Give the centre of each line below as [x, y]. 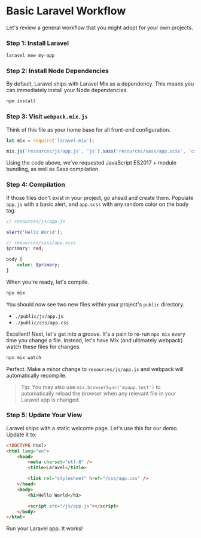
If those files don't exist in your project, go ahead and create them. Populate [100, 197]
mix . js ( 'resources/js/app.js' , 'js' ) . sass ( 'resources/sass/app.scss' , [96, 151]
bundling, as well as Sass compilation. [53, 169]
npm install [21, 101]
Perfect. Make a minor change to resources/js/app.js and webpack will [95, 369]
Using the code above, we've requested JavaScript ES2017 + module [91, 163]
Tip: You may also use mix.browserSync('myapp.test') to [91, 387]
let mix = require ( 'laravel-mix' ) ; [51, 141]
